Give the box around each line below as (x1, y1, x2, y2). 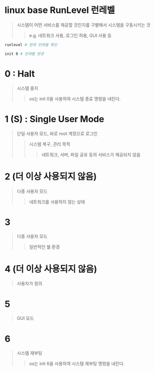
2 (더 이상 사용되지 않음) (4, 171, 97, 182)
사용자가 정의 (16, 281, 43, 287)
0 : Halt (4, 68, 35, 79)
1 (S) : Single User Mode (4, 113, 104, 125)
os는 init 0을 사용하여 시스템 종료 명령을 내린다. (29, 95, 121, 102)
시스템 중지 (16, 85, 39, 91)
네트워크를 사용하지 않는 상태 (29, 199, 85, 205)
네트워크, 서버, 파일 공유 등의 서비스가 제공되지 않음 (41, 151, 141, 157)
